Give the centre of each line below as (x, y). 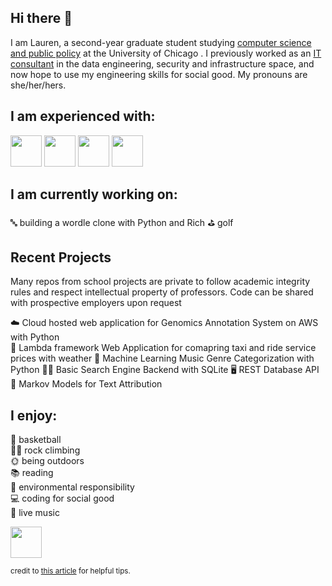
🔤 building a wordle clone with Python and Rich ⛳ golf (122, 223)
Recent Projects (61, 257)
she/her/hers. (38, 85)
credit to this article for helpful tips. (70, 571)
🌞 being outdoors (47, 461)
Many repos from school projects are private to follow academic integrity (160, 282)
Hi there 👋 (41, 18)
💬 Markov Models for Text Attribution (86, 384)
